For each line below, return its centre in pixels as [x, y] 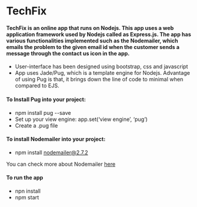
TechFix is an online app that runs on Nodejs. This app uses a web [90, 28]
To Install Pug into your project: [46, 99]
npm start [27, 197]
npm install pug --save [43, 112]
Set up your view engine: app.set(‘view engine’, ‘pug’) [81, 119]
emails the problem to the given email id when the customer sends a [93, 47]
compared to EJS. [37, 86]
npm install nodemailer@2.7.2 [51, 152]
